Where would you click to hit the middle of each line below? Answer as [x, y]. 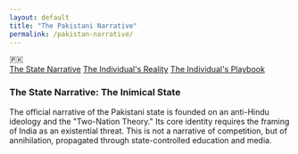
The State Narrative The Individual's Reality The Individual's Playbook [137, 69]
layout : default [39, 17]
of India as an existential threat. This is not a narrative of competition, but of [149, 131]
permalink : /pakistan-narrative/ [71, 34]
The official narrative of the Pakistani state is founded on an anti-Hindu [140, 111]
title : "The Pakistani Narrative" [74, 26]
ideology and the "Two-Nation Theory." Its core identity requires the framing [149, 121]
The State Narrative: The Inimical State [95, 93]
